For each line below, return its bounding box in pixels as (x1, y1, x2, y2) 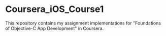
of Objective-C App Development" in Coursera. (5, 25, 104, 31)
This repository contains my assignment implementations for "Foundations (5, 20, 161, 26)
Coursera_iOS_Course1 (5, 3, 104, 15)
